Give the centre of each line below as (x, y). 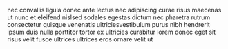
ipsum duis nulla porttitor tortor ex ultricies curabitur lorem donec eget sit (112, 32)
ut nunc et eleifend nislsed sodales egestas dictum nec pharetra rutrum (109, 17)
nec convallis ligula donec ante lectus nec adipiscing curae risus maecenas (114, 10)
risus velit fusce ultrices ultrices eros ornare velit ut (80, 39)
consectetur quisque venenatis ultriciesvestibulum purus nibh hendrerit (109, 24)
